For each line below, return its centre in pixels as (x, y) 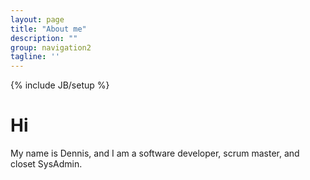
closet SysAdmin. (46, 164)
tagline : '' (35, 57)
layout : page (37, 19)
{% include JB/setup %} (60, 85)
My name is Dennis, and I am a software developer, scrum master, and (155, 153)
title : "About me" (48, 29)
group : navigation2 (51, 47)
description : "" (44, 38)
